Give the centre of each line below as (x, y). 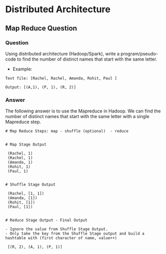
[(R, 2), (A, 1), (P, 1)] (35, 247)
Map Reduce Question (41, 28)
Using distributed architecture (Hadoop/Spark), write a (62, 53)
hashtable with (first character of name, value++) (61, 238)
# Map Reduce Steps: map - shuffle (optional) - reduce (67, 131)
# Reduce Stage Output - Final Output (46, 220)
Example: (22, 69)
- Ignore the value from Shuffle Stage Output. (57, 229)
